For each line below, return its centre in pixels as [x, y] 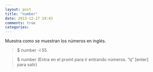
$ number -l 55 [32, 50]
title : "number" [21, 14]
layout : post [18, 9]
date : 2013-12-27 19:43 [29, 18]
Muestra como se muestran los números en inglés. [56, 41]
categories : [17, 27]
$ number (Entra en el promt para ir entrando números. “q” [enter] [83, 60]
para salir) [27, 65]
